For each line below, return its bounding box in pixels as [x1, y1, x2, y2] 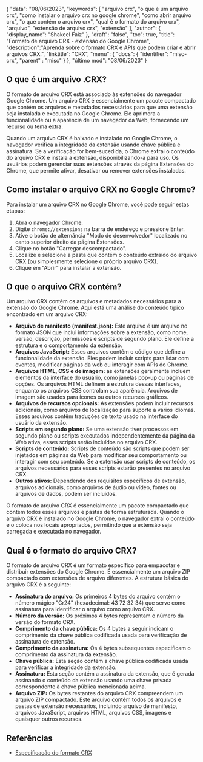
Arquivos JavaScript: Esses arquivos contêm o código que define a [15, 348, 185, 355]
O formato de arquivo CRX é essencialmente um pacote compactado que [6, 502, 189, 509]
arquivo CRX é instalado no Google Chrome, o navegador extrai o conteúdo [6, 515, 195, 522]
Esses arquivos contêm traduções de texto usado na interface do [15, 413, 178, 420]
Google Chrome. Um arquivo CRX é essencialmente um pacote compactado [6, 97, 196, 104]
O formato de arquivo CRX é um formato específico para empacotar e [6, 561, 181, 569]
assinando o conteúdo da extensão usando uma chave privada [15, 677, 172, 684]
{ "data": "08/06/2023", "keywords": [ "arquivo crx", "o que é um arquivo [6, 5, 189, 12]
